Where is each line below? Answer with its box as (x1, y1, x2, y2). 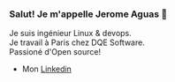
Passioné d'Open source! (9, 47, 102, 57)
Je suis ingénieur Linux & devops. (9, 28, 133, 39)
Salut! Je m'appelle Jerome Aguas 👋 (9, 8, 168, 20)
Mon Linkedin (21, 63, 72, 74)
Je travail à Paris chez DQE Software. (9, 37, 146, 48)
